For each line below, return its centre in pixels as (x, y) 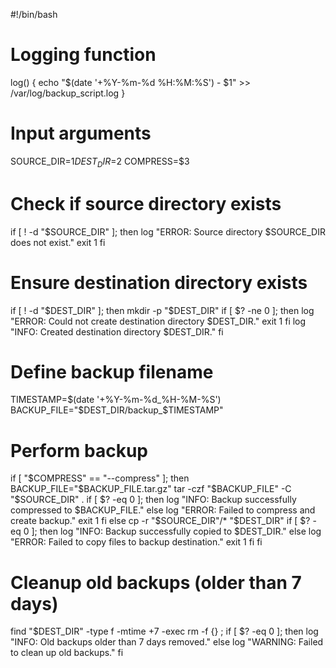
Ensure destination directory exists (159, 282)
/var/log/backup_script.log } (68, 93)
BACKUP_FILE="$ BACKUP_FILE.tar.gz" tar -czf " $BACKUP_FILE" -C (151, 489)
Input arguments (81, 133)
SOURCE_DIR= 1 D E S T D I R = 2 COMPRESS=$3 (100, 162)
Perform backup (79, 450)
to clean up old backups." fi (67, 653)
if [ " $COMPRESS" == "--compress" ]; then (100, 478)
